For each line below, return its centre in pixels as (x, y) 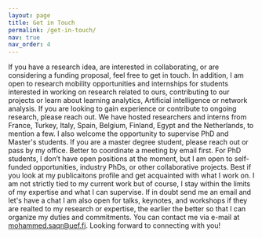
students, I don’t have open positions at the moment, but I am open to (120, 159)
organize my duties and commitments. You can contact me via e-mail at (124, 218)
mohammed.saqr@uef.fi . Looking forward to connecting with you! (115, 225)
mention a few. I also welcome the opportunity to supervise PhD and (118, 134)
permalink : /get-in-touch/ (52, 30)
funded (20, 167)
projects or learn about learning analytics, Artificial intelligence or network (128, 101)
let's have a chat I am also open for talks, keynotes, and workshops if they (128, 200)
